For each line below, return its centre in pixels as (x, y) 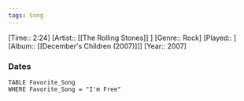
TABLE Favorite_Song (42, 82)
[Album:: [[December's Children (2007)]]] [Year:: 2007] (98, 46)
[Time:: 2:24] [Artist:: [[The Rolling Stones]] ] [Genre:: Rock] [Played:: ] (122, 38)
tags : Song (26, 15)
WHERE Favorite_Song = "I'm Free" (65, 89)
